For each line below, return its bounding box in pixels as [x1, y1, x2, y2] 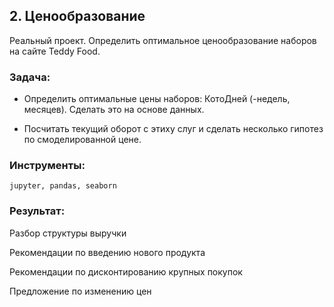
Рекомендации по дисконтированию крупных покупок [9, 265, 243, 278]
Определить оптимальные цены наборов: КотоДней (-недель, [23, 93, 291, 105]
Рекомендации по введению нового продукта [9, 246, 206, 258]
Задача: [9, 70, 51, 84]
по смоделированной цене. [23, 134, 142, 146]
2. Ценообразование [9, 8, 146, 25]
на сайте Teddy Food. [9, 45, 101, 57]
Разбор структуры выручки [9, 227, 127, 239]
